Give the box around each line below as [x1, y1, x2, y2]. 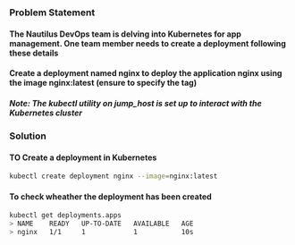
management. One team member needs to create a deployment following [9, 38, 286, 48]
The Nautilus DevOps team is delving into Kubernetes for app [9, 29, 241, 39]
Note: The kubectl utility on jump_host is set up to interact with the [9, 97, 262, 108]
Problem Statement [9, 6, 96, 19]
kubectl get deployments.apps [9, 211, 122, 220]
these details [9, 47, 59, 58]
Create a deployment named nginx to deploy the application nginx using [9, 68, 282, 79]
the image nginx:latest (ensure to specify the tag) [9, 78, 198, 89]
